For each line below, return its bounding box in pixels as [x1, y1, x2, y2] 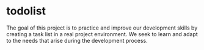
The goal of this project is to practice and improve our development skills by [6, 24, 198, 31]
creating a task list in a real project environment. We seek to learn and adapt [6, 30, 199, 37]
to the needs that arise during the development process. [6, 37, 148, 44]
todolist [6, 4, 46, 18]
